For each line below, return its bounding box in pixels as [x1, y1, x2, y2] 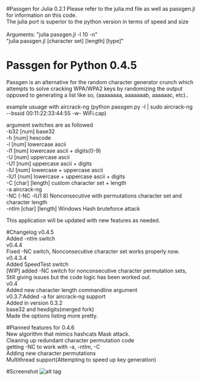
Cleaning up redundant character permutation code [6, 336, 135, 344]
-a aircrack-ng [6, 185, 42, 193]
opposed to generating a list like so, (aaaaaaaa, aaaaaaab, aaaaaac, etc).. [6, 91, 189, 99]
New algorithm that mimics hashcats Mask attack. [6, 330, 130, 337]
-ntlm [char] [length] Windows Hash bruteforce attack [6, 205, 141, 212]
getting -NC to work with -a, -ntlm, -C [6, 343, 101, 350]
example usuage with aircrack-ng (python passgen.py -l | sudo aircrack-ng [6, 103, 193, 110]
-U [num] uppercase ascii [6, 153, 70, 161]
